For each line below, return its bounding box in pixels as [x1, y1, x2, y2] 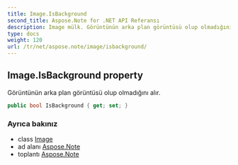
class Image [17, 135, 53, 143]
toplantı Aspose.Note [17, 149, 79, 158]
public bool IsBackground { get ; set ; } [7, 102, 129, 109]
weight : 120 [7, 37, 42, 44]
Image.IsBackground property [7, 69, 144, 81]
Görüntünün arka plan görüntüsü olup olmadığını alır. [7, 88, 161, 96]
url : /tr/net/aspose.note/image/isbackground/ [7, 43, 147, 50]
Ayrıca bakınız [7, 118, 58, 128]
